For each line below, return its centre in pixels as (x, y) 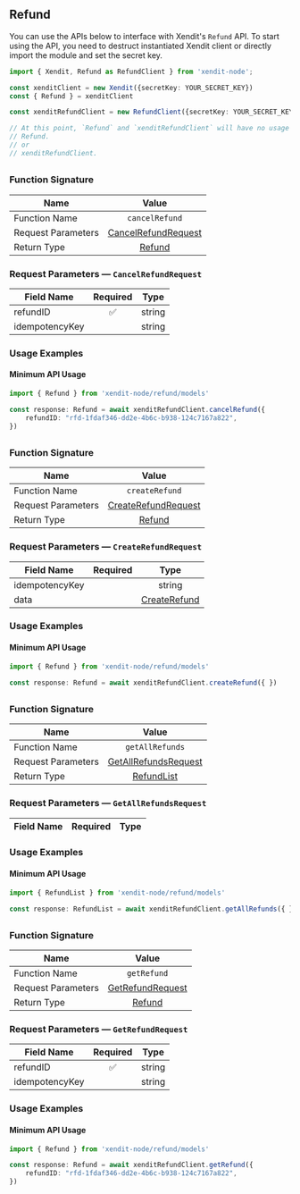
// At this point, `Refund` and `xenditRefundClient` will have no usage (150, 129)
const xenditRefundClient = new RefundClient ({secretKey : (119, 112)
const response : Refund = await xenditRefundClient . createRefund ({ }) (143, 683)
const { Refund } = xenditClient (71, 96)
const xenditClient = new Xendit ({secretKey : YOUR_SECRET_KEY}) (131, 88)
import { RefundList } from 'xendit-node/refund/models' (117, 893)
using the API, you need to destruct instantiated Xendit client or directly (141, 46)
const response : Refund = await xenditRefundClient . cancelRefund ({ (137, 409)
